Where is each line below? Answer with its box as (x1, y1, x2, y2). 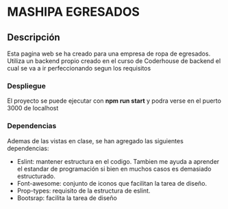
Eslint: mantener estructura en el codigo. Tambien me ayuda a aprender (16, 157, 220, 165)
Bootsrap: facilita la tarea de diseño (16, 193, 118, 202)
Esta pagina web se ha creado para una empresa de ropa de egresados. (7, 49, 211, 58)
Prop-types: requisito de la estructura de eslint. (16, 186, 151, 195)
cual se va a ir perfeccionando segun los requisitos (7, 64, 151, 72)
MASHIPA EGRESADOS (7, 4, 140, 20)
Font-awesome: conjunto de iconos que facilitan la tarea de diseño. (16, 179, 207, 187)
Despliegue (7, 81, 46, 90)
